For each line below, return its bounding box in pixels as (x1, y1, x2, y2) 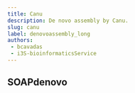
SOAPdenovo (7, 76, 67, 89)
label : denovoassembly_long (7, 30, 91, 38)
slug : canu (7, 23, 40, 31)
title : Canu (7, 10, 43, 18)
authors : (7, 37, 33, 44)
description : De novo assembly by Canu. (7, 17, 129, 24)
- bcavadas (10, 43, 43, 50)
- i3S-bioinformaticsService (10, 50, 97, 58)
